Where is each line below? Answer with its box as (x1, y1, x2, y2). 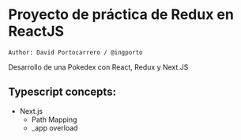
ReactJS (8, 22, 65, 40)
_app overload (31, 123, 78, 132)
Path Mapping (31, 115, 77, 124)
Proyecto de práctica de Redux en (8, 6, 235, 24)
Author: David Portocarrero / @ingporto (8, 48, 144, 56)
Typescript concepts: (8, 85, 117, 99)
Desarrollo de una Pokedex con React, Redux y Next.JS (8, 62, 189, 72)
